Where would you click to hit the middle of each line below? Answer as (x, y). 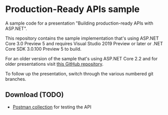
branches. (16, 79)
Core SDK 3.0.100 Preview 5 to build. (44, 49)
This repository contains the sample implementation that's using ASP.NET (82, 38)
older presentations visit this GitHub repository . (54, 64)
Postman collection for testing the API (52, 107)
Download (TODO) (35, 95)
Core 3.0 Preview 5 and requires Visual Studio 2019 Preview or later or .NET (84, 43)
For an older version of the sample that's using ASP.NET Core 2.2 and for (81, 58)
